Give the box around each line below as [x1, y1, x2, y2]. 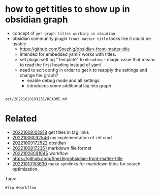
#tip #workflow [5, 185, 36, 190]
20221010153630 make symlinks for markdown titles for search [12, 160, 141, 166]
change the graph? [19, 72, 58, 78]
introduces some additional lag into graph [27, 82, 112, 88]
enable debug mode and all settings [27, 78, 100, 83]
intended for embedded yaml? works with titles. [19, 51, 117, 57]
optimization [12, 166, 38, 172]
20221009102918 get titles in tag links [12, 129, 89, 135]
